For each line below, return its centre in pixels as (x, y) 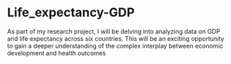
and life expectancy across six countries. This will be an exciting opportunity (116, 38)
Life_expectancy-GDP (71, 13)
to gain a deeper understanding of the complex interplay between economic (115, 46)
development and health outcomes (57, 53)
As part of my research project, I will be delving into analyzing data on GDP (114, 31)
